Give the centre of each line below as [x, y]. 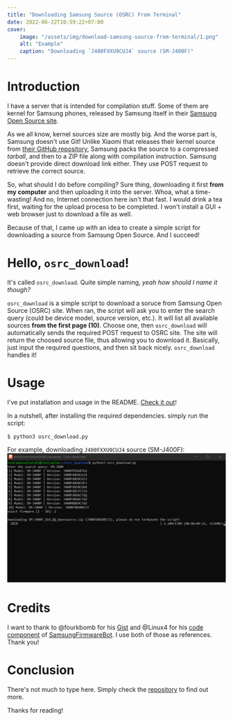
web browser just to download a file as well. [70, 214]
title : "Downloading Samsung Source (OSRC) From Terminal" [94, 15]
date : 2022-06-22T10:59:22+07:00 [55, 22]
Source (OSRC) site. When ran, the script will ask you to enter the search [111, 310]
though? [19, 289]
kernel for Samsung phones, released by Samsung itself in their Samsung [112, 113]
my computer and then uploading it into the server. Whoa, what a [101, 192]
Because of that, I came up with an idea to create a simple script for [104, 227]
